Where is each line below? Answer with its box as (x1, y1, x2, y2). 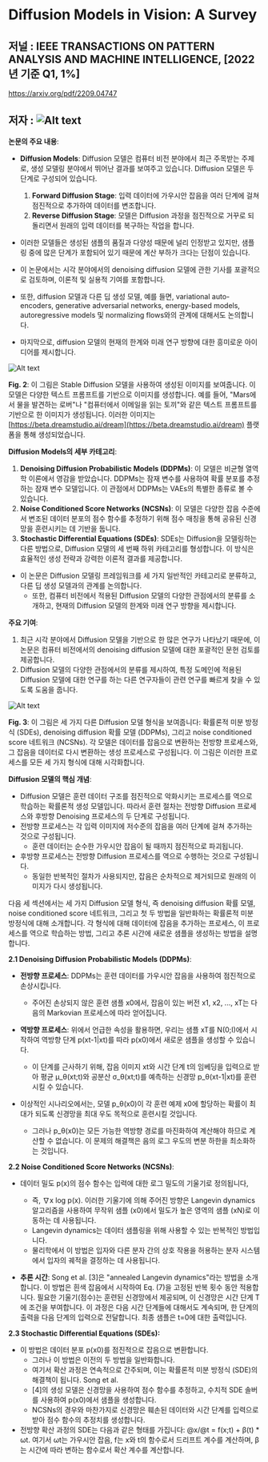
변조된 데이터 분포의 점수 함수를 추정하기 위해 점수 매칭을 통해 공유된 (28, 514, 242, 523)
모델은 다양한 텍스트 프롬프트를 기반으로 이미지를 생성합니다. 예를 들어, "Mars (8, 390, 250, 399)
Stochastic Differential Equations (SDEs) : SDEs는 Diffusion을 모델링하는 (19, 534, 258, 543)
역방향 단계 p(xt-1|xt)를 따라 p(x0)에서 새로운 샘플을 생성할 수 (41, 1035, 234, 1044)
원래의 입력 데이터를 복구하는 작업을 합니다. (59, 220, 194, 230)
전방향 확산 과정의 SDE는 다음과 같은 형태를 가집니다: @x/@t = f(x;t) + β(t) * (19, 1424, 260, 1434)
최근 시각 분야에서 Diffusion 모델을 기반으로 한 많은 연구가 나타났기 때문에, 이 (19, 635, 261, 644)
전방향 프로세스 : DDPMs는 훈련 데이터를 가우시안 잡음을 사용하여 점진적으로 (19, 971, 256, 980)
